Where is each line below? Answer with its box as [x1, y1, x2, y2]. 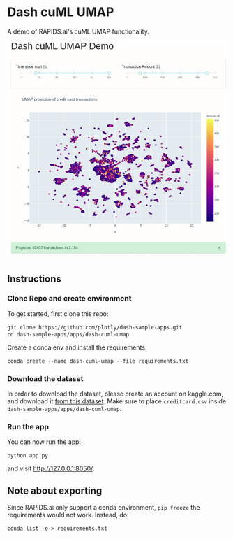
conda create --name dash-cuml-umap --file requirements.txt [7, 357, 189, 364]
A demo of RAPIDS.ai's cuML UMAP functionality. [7, 27, 150, 36]
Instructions [7, 273, 61, 285]
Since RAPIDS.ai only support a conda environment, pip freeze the [7, 503, 200, 512]
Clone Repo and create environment [7, 294, 132, 303]
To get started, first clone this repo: [7, 309, 109, 318]
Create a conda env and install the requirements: [7, 343, 147, 352]
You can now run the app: [7, 438, 82, 446]
